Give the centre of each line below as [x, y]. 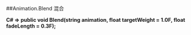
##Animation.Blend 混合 [35, 8]
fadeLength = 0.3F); [31, 26]
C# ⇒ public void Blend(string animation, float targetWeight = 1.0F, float [96, 20]
